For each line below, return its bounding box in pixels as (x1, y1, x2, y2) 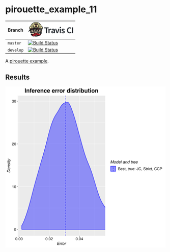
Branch (7, 27, 24, 33)
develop (7, 48, 24, 53)
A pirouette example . (5, 58, 49, 64)
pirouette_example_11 (5, 4, 97, 15)
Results (5, 73, 30, 81)
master (7, 40, 21, 45)
